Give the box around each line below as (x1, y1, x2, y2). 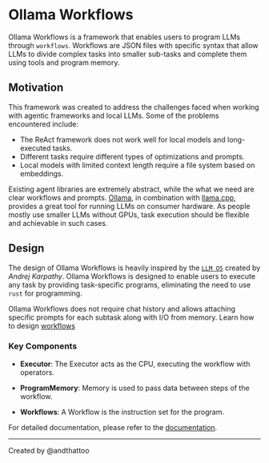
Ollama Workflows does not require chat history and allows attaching (8, 304, 236, 313)
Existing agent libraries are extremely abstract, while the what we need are (8, 184, 255, 194)
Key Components (8, 340, 78, 352)
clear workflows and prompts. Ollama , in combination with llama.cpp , (8, 192, 236, 202)
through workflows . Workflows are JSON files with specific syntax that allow (8, 40, 259, 50)
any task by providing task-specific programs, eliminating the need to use (8, 280, 251, 289)
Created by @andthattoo (8, 445, 90, 455)
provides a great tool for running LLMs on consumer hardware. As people (8, 201, 251, 211)
